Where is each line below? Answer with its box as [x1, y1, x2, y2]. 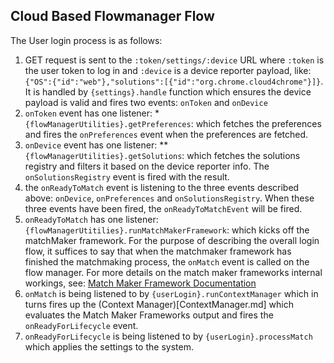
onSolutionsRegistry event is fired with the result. [24, 170, 230, 183]
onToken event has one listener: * [24, 107, 160, 119]
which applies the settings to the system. [24, 340, 194, 353]
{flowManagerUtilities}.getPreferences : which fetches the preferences [24, 117, 322, 129]
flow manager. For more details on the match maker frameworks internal [24, 266, 323, 278]
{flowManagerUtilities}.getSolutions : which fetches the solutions [24, 149, 301, 161]
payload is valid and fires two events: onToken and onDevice [24, 96, 268, 108]
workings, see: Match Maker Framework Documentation [24, 277, 257, 289]
